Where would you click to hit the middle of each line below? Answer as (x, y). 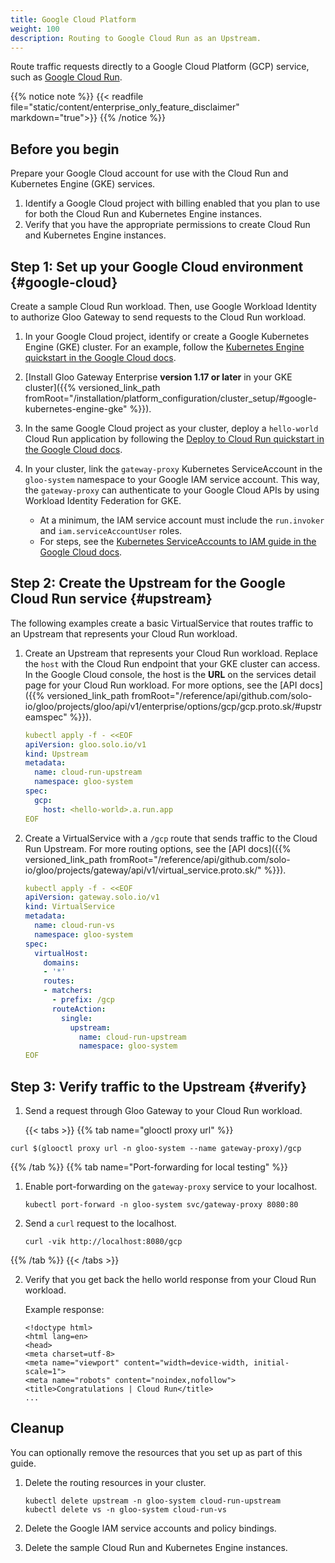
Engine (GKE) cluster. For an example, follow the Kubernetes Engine (164, 347)
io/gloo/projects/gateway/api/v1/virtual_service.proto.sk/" (143, 870)
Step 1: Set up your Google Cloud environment (157, 266)
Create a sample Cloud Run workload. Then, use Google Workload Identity (163, 306)
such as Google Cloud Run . (66, 77)
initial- (271, 1363)
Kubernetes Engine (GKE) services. (83, 184)
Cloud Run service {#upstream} (111, 599)
